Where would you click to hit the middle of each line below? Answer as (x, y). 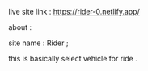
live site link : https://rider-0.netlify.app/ (74, 12)
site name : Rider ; (38, 43)
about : (20, 27)
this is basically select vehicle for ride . (73, 58)
